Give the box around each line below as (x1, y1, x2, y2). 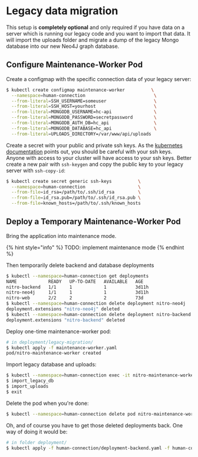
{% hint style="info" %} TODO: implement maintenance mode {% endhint (6, 244, 184, 251)
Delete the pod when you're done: (6, 400, 89, 407)
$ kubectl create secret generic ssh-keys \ (6, 178, 141, 184)
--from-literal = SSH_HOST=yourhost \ (11, 104, 157, 110)
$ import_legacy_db (6, 378, 54, 384)
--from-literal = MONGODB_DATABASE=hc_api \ (11, 125, 157, 131)
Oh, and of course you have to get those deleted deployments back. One (6, 421, 183, 429)
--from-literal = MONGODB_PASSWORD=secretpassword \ (11, 114, 157, 121)
